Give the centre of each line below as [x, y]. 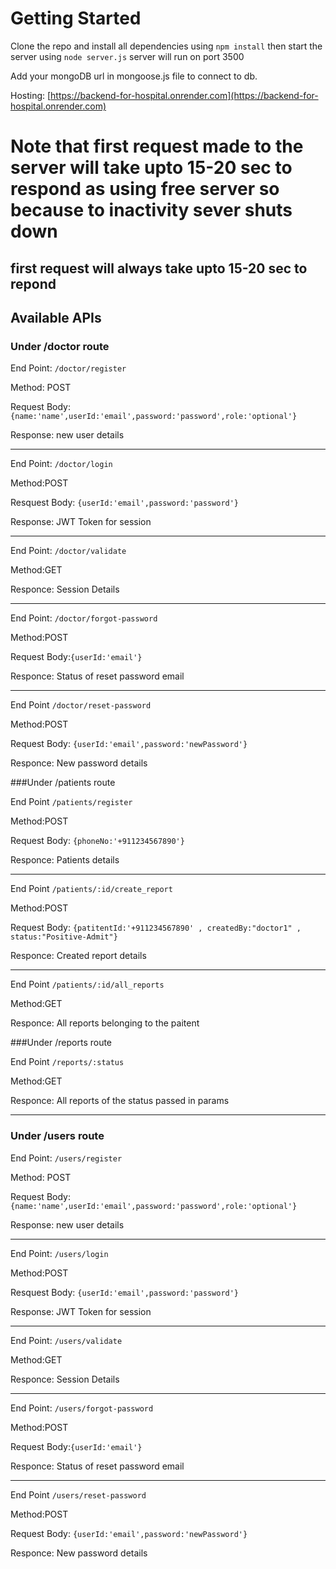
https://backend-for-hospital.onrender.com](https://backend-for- [184, 95]
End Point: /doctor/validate [68, 551]
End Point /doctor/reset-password [81, 705]
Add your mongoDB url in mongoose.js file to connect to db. [134, 76]
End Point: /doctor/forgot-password [84, 618]
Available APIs [56, 317]
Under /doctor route [60, 346]
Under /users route [57, 1136]
